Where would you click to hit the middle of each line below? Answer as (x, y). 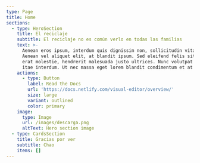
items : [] (29, 150)
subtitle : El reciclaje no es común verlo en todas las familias (100, 39)
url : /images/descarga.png (55, 123)
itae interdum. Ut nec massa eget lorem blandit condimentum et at (107, 67)
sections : (18, 23)
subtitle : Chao (36, 145)
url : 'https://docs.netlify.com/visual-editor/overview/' (101, 90)
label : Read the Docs (54, 84)
